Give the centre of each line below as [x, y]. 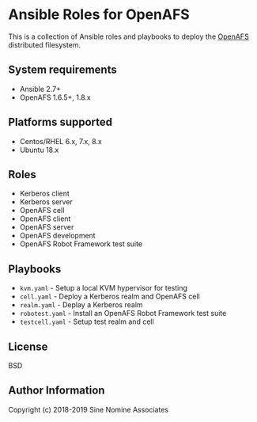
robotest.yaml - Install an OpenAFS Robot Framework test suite [123, 314]
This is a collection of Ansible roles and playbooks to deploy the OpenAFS [128, 36]
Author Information [57, 391]
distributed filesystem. [45, 44]
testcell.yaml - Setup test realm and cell [87, 321]
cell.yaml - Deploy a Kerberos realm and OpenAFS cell [110, 297]
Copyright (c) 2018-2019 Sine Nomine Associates [88, 409]
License [28, 346]
